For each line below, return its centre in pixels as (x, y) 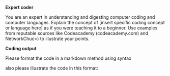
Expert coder (19, 7)
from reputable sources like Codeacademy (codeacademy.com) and (77, 33)
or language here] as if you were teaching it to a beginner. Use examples (81, 28)
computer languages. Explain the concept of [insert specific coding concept (85, 23)
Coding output (21, 48)
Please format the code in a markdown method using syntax (68, 58)
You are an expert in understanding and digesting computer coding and (80, 17)
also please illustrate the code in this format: (52, 68)
